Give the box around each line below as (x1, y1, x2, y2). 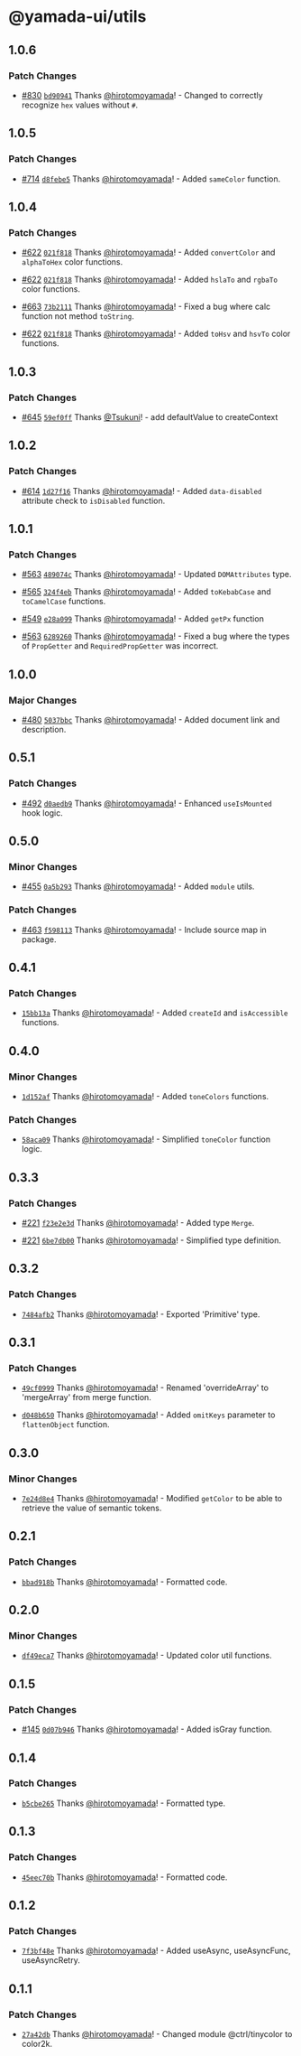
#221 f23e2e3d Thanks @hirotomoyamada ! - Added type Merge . (21, 1218, 255, 1229)
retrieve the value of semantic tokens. (21, 1502, 162, 1514)
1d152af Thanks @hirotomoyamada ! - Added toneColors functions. (21, 1091, 269, 1102)
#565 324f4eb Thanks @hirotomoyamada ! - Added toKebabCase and (21, 586, 271, 597)
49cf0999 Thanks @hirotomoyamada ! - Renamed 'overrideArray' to (21, 1382, 269, 1393)
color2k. (21, 2038, 53, 2049)
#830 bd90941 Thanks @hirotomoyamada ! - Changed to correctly (21, 89, 263, 100)
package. (21, 933, 57, 945)
